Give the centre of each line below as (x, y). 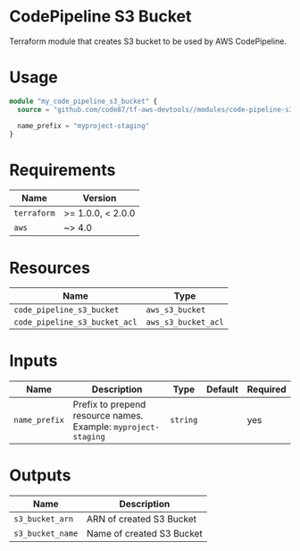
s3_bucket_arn (44, 519)
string (184, 420)
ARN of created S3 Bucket (141, 519)
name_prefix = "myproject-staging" (83, 126)
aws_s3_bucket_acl (185, 322)
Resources (50, 268)
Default (223, 389)
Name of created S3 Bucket (144, 534)
